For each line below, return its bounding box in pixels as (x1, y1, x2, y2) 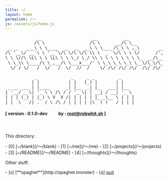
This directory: (5, 133, 35, 139)
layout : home (5, 12, 32, 17)
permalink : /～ (5, 16, 36, 21)
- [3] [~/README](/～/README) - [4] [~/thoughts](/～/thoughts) (5, 149, 137, 155)
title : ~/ (5, 7, 26, 12)
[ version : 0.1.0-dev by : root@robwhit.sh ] (5, 110, 106, 116)
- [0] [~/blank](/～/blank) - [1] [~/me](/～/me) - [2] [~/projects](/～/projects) (5, 143, 161, 149)
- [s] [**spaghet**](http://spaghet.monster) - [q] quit (5, 169, 114, 175)
